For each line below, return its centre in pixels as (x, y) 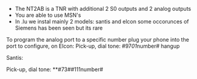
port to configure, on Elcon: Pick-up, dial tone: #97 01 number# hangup (93, 46)
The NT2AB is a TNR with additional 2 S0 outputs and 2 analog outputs (103, 9)
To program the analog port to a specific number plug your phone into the (98, 39)
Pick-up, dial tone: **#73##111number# (55, 69)
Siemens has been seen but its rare (59, 28)
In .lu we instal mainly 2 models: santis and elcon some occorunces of (102, 21)
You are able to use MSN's (48, 15)
